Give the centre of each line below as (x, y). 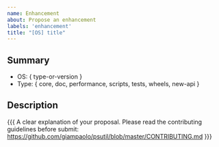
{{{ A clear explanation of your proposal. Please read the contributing (105, 122)
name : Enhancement (33, 13)
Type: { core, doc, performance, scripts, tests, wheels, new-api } (108, 84)
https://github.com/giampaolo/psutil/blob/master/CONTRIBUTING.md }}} (109, 136)
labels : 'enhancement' (39, 26)
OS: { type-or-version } (50, 77)
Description (33, 106)
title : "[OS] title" (37, 32)
